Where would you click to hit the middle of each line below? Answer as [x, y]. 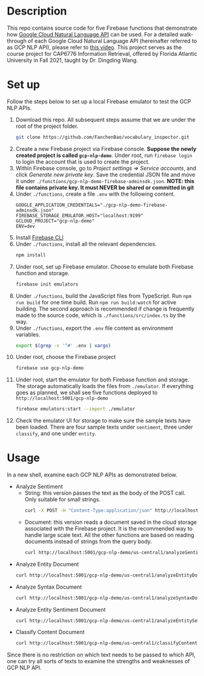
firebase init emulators [47, 284]
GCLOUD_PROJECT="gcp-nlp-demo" [55, 221]
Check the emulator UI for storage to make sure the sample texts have [103, 421]
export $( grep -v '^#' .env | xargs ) [63, 346]
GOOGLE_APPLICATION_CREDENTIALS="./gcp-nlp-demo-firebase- [92, 205]
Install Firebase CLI [40, 237]
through [17, 41]
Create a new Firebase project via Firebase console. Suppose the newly [106, 149]
